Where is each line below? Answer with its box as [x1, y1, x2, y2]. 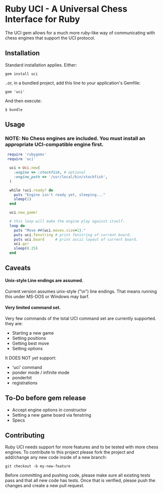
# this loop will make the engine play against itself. [9, 219, 125, 224]
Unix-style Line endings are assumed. [5, 278, 84, 283]
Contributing [5, 431, 45, 440]
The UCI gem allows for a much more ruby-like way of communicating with [5, 30, 155, 35]
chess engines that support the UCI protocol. [5, 35, 95, 41]
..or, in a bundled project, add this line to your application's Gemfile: [5, 80, 141, 86]
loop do [9, 223, 25, 228]
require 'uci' [7, 157, 36, 161]
